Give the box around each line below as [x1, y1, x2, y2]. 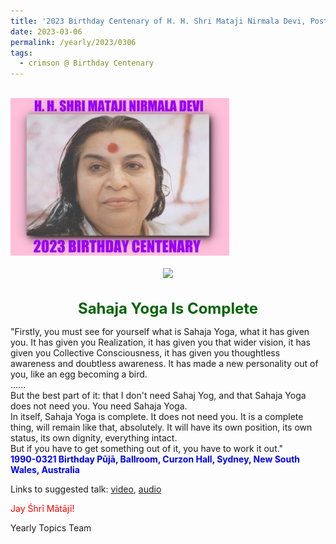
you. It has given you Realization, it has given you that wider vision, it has [10, 336, 311, 349]
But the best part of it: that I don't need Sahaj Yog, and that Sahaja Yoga [10, 390, 307, 402]
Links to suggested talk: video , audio [10, 483, 162, 495]
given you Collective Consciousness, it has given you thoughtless [10, 347, 281, 359]
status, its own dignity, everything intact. [10, 432, 178, 444]
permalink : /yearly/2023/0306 [10, 37, 137, 47]
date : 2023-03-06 [10, 26, 83, 37]
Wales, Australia [10, 464, 80, 476]
